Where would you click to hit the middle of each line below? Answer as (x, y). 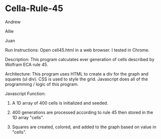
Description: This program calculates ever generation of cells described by (80, 59)
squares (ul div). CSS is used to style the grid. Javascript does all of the (76, 79)
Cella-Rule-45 (34, 8)
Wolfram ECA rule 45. (27, 64)
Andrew (13, 22)
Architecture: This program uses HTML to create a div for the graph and (77, 74)
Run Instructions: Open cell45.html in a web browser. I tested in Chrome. (77, 50)
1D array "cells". (28, 117)
